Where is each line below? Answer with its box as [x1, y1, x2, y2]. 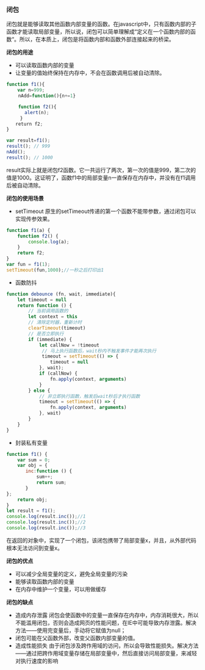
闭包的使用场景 [6, 194, 44, 202]
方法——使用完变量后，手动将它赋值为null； [15, 627, 126, 634]
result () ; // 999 [6, 143, 51, 149]
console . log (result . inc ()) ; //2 [6, 519, 86, 525]
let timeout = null [17, 297, 67, 303]
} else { [28, 387, 51, 394]
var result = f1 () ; [6, 137, 51, 144]
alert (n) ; [24, 109, 50, 115]
